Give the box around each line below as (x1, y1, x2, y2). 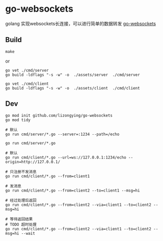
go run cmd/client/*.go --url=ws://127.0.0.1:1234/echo (5, 155, 126, 160)
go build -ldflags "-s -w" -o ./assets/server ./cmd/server (5, 72, 140, 77)
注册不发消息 (13, 169, 37, 174)
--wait (21, 231, 36, 236)
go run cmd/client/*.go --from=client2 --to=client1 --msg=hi (5, 188, 140, 193)
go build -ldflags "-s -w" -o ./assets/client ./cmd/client (5, 85, 140, 91)
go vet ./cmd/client (5, 81, 49, 86)
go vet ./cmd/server (5, 68, 49, 73)
